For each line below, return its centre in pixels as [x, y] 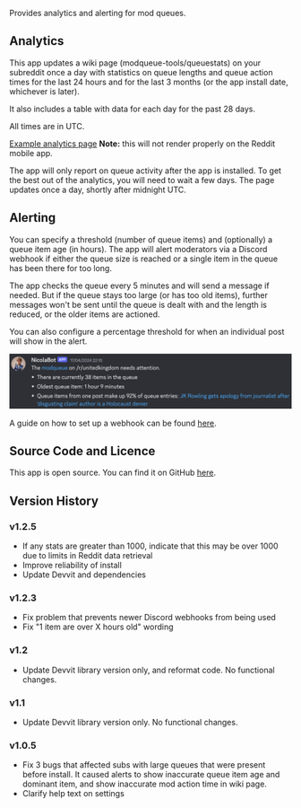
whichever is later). [45, 91]
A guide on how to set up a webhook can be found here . [113, 423]
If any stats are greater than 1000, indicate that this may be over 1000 [150, 546]
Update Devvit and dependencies [84, 575]
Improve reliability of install [72, 566]
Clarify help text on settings [73, 794]
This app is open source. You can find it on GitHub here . [113, 473]
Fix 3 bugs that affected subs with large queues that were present [144, 765]
